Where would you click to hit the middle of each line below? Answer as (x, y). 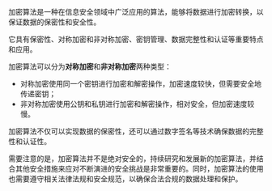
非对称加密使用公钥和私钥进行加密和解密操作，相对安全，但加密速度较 (137, 104)
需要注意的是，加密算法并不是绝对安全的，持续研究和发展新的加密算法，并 (132, 159)
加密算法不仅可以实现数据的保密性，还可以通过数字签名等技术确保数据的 (129, 131)
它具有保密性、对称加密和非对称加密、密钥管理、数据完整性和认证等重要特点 (136, 39)
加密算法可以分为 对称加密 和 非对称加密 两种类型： (90, 66)
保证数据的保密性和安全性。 (55, 22)
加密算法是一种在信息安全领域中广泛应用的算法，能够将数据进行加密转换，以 (136, 12)
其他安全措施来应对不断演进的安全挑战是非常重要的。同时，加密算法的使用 (139, 169)
